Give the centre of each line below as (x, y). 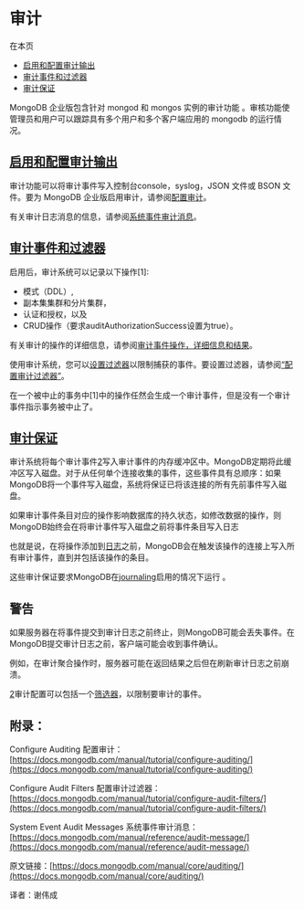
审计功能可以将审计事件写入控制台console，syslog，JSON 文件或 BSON (145, 185)
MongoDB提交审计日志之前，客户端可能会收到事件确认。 (116, 644)
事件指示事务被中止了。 (53, 407)
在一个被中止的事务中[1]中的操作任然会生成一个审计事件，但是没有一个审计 (150, 395)
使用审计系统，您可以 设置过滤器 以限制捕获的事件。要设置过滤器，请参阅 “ (147, 364)
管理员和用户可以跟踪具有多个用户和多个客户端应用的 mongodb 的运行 (142, 119)
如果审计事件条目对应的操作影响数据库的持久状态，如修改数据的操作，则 (145, 515)
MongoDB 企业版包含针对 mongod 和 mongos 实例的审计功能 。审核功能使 (150, 107)
